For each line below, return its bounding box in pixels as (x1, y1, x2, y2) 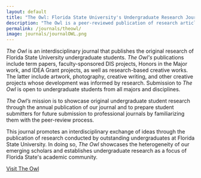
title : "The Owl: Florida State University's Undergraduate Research (6, 14, 184, 20)
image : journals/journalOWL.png (6, 31, 87, 37)
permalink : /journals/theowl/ (6, 25, 82, 32)
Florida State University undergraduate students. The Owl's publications (6, 54, 184, 61)
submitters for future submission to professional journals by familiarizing (6, 110, 185, 117)
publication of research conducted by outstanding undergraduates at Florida (6, 134, 195, 141)
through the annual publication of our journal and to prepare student (6, 104, 175, 111)
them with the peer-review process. (6, 116, 95, 123)
